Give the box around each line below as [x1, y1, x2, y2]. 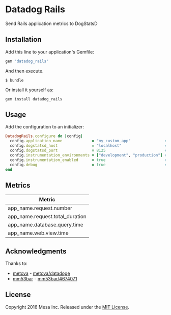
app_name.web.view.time [8, 229, 69, 237]
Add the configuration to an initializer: [5, 124, 84, 130]
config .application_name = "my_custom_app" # [10, 139, 167, 144]
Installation [5, 35, 42, 44]
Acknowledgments [5, 247, 67, 255]
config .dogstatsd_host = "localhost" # [10, 143, 167, 148]
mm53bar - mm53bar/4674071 [12, 276, 77, 282]
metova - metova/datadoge [12, 270, 70, 276]
